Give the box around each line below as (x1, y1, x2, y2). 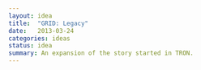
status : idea (8, 42, 53, 50)
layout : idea (8, 11, 53, 20)
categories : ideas (8, 34, 71, 43)
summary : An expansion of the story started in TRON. (8, 49, 195, 57)
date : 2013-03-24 (8, 27, 75, 35)
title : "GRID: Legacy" (8, 19, 89, 27)
